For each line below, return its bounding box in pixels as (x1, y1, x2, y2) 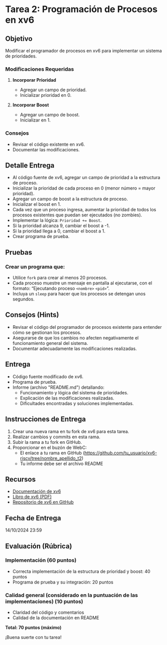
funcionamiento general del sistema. (12, 340, 88, 346)
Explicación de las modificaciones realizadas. (20, 395, 115, 401)
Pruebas (5, 248, 33, 257)
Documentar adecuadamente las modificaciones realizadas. (12, 345, 137, 351)
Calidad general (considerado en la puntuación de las (5, 592, 138, 599)
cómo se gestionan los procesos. (12, 329, 81, 335)
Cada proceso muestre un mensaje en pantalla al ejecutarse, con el (12, 280, 152, 286)
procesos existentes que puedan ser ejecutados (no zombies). (12, 212, 142, 218)
